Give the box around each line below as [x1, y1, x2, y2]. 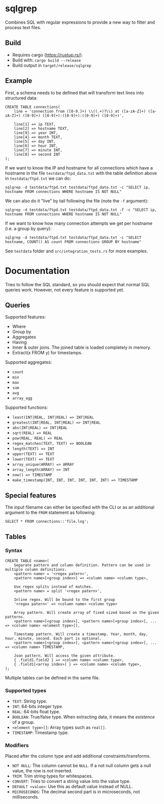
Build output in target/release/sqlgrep [12, 62, 92, 68]
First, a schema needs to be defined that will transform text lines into [5, 90, 144, 96]
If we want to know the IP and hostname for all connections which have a [5, 165, 153, 170]
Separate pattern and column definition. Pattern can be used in [14, 563, 151, 568]
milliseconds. [12, 794, 39, 800]
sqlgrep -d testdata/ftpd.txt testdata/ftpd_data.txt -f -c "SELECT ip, [5, 207, 157, 212]
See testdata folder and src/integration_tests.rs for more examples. [5, 248, 148, 254]
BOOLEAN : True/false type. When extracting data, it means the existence [12, 714, 155, 720]
